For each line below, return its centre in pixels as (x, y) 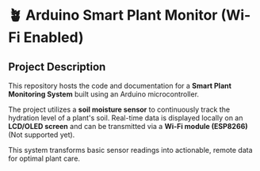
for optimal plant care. (44, 158)
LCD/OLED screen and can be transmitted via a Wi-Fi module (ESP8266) (128, 126)
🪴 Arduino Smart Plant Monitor (113, 15)
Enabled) (54, 38)
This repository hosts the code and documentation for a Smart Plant (120, 85)
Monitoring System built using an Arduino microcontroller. (104, 94)
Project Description (57, 67)
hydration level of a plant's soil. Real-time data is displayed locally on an (126, 118)
